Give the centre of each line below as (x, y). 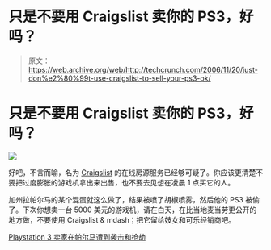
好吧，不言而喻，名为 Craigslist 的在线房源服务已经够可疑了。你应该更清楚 (132, 172)
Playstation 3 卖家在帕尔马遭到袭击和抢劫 (77, 237)
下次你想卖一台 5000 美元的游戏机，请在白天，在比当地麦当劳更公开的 (140, 210)
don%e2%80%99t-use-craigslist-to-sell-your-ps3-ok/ (120, 78)
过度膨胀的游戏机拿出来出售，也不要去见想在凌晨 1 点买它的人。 (129, 182)
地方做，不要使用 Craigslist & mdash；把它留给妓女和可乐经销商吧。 (122, 219)
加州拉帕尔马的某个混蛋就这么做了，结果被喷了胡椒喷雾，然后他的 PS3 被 (131, 199)
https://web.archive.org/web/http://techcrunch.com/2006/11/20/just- (143, 69)
